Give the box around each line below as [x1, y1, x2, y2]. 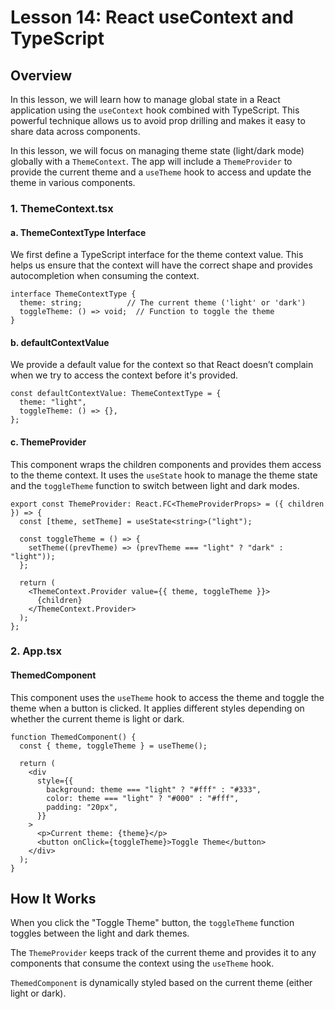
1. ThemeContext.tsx [10, 201, 114, 215]
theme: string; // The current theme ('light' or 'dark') [19, 298, 307, 308]
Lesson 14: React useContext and [10, 6, 294, 29]
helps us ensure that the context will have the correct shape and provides [10, 259, 313, 271]
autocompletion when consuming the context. [10, 270, 200, 282]
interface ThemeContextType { [10, 289, 137, 300]
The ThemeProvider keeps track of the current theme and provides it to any [10, 947, 317, 959]
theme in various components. [10, 177, 136, 188]
